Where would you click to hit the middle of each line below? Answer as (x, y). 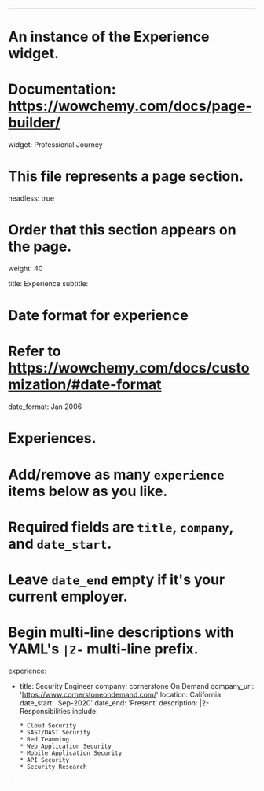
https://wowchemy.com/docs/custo (129, 368)
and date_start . (60, 544)
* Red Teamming (44, 739)
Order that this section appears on (123, 230)
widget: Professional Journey (56, 145)
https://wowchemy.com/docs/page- (130, 106)
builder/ (34, 123)
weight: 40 (26, 269)
